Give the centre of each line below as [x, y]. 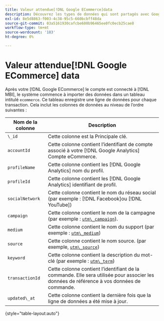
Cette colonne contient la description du [94, 255]
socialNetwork [24, 199]
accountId [19, 150]
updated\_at [21, 298]
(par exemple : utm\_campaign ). [83, 219]
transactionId [24, 278]
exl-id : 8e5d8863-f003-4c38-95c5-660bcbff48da [53, 19]
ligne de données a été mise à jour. [88, 301]
